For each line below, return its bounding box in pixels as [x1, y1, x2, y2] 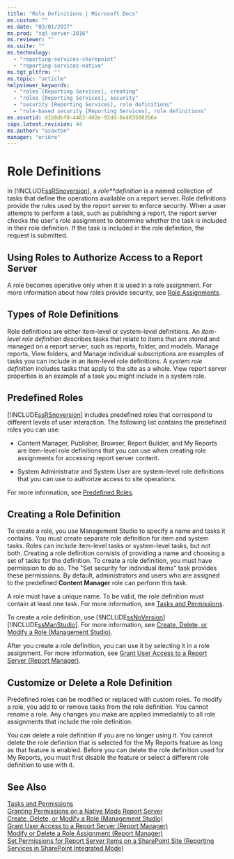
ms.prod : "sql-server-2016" [7, 29, 89, 37]
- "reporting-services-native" [13, 62, 104, 69]
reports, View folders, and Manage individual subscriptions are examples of [7, 349, 224, 358]
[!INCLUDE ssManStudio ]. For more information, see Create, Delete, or [7, 621, 208, 629]
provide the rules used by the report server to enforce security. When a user [7, 202, 226, 210]
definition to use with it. [7, 761, 75, 769]
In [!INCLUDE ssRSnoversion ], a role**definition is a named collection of [7, 186, 212, 196]
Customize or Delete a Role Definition [7, 677, 173, 689]
